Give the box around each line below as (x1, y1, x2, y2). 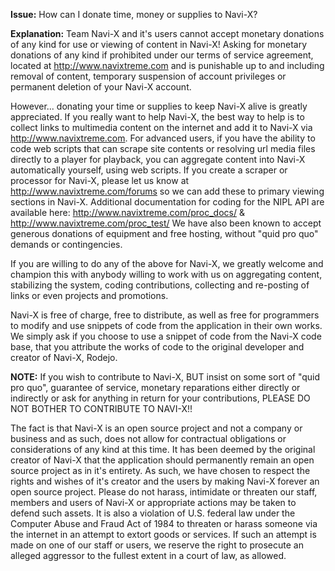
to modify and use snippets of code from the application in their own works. (10, 320, 323, 331)
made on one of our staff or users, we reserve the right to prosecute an (10, 539, 304, 551)
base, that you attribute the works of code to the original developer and (10, 341, 305, 353)
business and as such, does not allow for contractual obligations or (10, 433, 287, 444)
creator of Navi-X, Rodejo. (10, 352, 118, 363)
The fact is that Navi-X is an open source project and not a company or (10, 422, 303, 434)
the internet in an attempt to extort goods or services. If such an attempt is (10, 529, 317, 540)
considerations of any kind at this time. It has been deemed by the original (10, 444, 316, 455)
